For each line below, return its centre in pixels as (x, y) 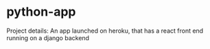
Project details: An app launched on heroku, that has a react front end (105, 31)
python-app (41, 12)
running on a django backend (48, 37)
